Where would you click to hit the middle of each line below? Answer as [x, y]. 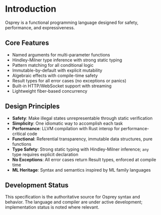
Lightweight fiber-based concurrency [50, 91]
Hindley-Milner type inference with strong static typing [67, 60]
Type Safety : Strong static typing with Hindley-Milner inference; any [80, 149]
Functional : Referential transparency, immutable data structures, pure [82, 139]
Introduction [31, 9]
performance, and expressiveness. [40, 27]
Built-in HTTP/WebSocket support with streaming [62, 86]
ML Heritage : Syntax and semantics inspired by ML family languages [81, 170]
